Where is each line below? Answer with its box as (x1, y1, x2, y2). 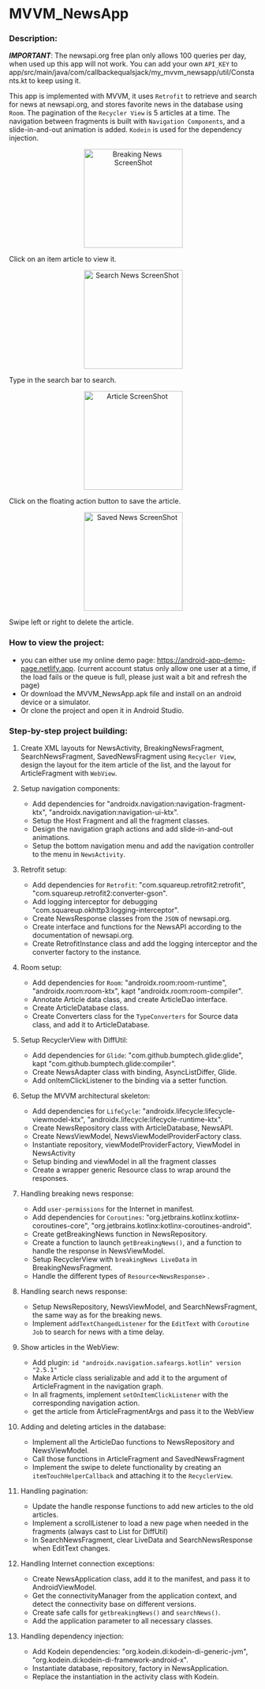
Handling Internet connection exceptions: (20, 1559, 155, 1569)
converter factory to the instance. (32, 948, 141, 957)
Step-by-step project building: (9, 725, 129, 736)
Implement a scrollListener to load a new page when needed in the (32, 1518, 249, 1528)
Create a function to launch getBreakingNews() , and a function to (32, 1238, 242, 1247)
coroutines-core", (32, 1221, 90, 1231)
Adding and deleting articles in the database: (20, 1422, 166, 1431)
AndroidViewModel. (32, 1582, 97, 1593)
